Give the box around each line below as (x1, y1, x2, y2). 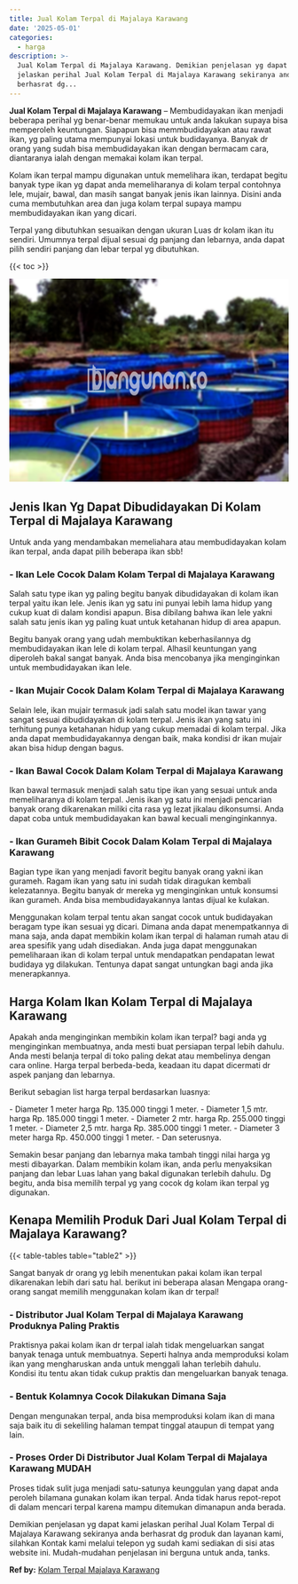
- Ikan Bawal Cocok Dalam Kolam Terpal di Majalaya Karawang (9, 764, 284, 777)
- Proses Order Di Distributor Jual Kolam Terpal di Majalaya (9, 1452, 268, 1464)
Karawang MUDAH (9, 1462, 91, 1475)
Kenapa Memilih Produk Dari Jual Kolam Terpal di (9, 1213, 286, 1228)
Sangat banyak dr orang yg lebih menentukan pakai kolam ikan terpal (9, 1267, 263, 1278)
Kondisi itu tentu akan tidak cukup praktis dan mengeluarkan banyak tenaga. (9, 1368, 289, 1379)
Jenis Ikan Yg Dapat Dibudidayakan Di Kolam (9, 499, 262, 514)
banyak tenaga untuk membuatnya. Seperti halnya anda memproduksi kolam (9, 1350, 289, 1360)
